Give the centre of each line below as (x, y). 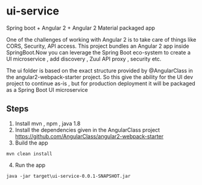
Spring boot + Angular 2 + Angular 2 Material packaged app (81, 28)
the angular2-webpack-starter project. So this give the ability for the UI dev (100, 77)
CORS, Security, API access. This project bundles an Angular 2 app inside (98, 46)
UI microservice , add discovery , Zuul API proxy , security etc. (84, 59)
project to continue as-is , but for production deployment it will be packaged (101, 83)
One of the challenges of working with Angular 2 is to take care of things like (101, 39)
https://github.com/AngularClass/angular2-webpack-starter (89, 136)
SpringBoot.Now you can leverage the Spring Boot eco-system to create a (99, 52)
